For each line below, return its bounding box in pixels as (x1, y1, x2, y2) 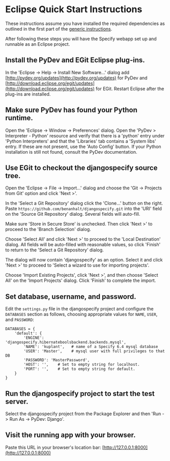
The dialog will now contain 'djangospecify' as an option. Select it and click (5, 257, 163, 263)
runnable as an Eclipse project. (5, 41, 70, 47)
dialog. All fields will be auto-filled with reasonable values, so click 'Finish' (5, 242, 161, 248)
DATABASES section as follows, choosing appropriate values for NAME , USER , (5, 311, 158, 318)
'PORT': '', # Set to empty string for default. (23, 366, 136, 372)
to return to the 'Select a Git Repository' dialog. (5, 247, 104, 253)
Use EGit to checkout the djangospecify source (5, 163, 158, 172)
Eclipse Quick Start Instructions (5, 4, 143, 15)
